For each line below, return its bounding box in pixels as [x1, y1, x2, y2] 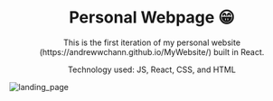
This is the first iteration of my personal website [62, 37, 241, 48]
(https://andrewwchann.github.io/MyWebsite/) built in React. [39, 46, 265, 57]
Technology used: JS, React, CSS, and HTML [67, 64, 237, 75]
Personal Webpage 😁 [69, 7, 235, 28]
